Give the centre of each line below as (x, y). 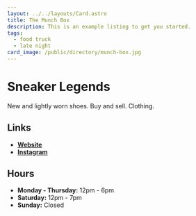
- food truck (32, 40)
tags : (15, 33)
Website (30, 144)
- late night (32, 46)
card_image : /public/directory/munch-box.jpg (74, 53)
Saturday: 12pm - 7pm (49, 198)
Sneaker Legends (59, 87)
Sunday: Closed (41, 205)
